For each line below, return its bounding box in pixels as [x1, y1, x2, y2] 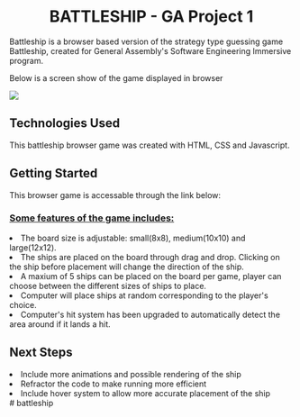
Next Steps [9, 345, 73, 360]
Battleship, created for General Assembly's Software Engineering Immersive [9, 45, 292, 56]
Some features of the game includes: [9, 212, 175, 224]
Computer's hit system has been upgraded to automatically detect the [21, 309, 281, 320]
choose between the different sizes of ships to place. [9, 280, 207, 291]
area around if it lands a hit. [9, 318, 111, 330]
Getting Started [9, 166, 98, 181]
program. [9, 55, 44, 66]
